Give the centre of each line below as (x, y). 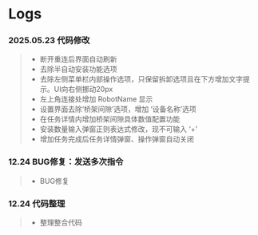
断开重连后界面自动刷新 (78, 59)
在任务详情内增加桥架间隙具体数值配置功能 (110, 119)
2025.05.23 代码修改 (49, 41)
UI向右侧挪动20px (83, 90)
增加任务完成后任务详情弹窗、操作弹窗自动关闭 (117, 139)
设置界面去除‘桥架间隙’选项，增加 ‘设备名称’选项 (118, 110)
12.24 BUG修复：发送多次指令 (66, 162)
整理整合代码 (61, 223)
